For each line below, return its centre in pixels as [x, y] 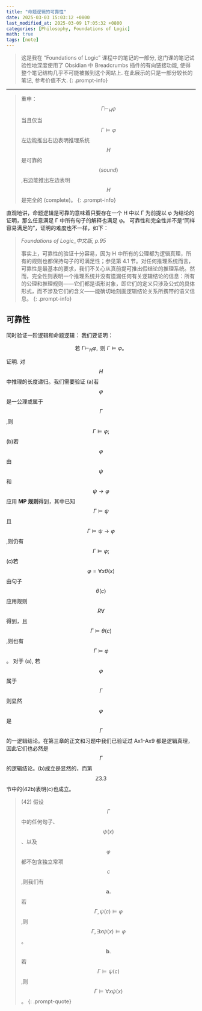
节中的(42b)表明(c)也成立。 [40, 789]
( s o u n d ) [109, 170]
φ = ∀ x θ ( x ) [101, 571]
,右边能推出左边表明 [45, 180]
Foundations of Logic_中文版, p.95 [63, 240]
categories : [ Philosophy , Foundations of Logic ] [68, 29]
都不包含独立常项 [42, 862]
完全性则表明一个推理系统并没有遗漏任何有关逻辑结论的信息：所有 [113, 276]
